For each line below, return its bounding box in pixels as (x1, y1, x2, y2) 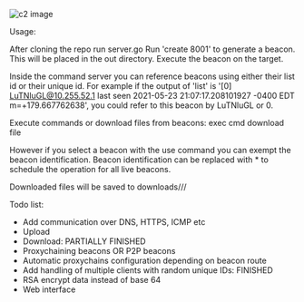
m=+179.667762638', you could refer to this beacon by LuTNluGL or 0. (9, 100, 274, 111)
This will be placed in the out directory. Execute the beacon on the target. (9, 54, 284, 63)
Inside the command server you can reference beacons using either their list (9, 71, 295, 82)
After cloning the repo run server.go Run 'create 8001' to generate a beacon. (9, 44, 296, 54)
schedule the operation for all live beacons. (9, 164, 172, 174)
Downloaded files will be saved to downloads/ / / (9, 181, 188, 192)
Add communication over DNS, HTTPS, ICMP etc (22, 217, 206, 227)
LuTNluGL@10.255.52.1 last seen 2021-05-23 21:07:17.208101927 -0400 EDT (9, 91, 295, 101)
